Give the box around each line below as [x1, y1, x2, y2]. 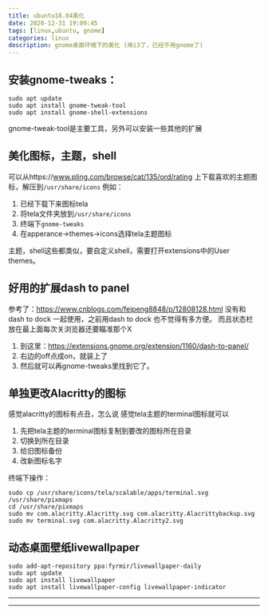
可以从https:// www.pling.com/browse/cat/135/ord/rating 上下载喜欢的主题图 [8, 172, 258, 181]
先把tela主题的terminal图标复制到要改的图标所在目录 [19, 426, 191, 436]
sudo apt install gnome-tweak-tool [8, 101, 127, 109]
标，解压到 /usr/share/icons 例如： [8, 181, 124, 192]
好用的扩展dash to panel [8, 281, 130, 295]
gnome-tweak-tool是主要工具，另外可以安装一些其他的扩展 [8, 123, 203, 133]
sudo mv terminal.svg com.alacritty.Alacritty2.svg [8, 517, 183, 525]
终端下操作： [8, 473, 50, 483]
